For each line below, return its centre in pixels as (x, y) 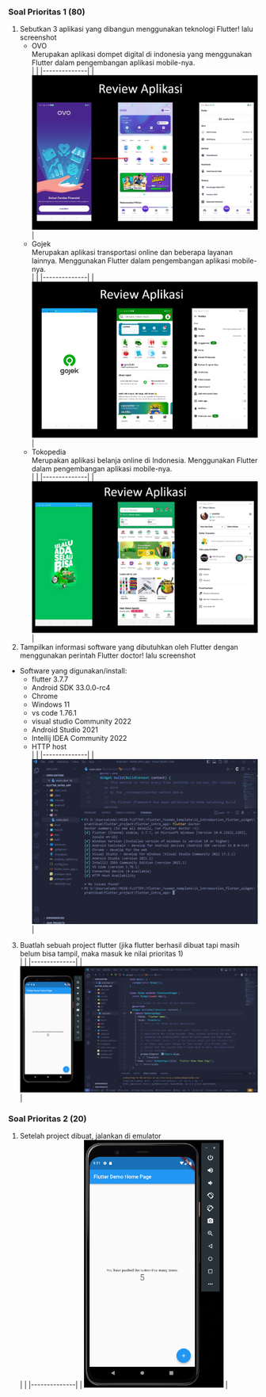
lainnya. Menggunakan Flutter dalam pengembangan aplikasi (131, 261)
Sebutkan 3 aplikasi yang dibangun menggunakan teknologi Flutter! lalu (136, 29)
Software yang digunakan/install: (73, 671)
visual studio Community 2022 (82, 721)
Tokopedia (49, 452)
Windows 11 (50, 704)
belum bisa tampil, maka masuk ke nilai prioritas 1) (101, 953)
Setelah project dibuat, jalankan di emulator (90, 1136)
